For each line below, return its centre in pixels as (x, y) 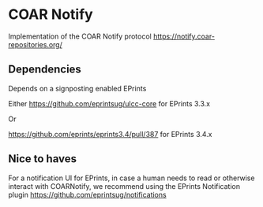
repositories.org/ (36, 44)
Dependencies (45, 70)
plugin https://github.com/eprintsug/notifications (88, 194)
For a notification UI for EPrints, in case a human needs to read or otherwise (131, 178)
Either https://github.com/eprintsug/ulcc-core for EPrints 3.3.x (109, 103)
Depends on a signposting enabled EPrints (77, 88)
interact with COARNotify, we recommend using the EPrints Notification (124, 186)
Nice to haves (43, 159)
